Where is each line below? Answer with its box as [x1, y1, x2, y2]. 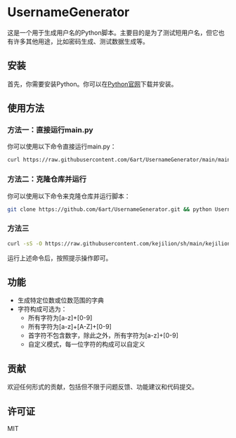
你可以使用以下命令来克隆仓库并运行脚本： [7, 191, 131, 200]
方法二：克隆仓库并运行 [7, 174, 86, 184]
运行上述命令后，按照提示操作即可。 [7, 254, 112, 262]
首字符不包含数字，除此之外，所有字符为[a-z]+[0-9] [27, 331, 179, 340]
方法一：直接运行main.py [7, 125, 93, 135]
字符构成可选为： [17, 305, 67, 314]
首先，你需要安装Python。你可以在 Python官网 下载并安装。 [7, 79, 178, 88]
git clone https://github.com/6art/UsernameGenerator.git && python [7, 205, 212, 213]
